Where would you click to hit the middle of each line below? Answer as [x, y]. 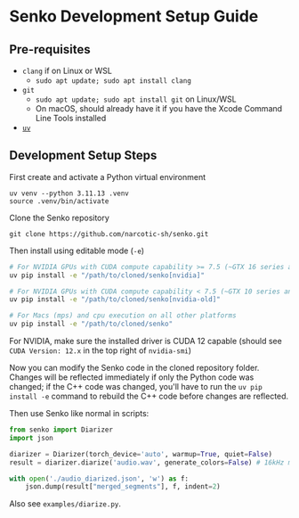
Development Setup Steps [83, 156]
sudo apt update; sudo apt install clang [113, 81]
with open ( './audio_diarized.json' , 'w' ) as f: [99, 479]
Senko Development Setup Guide [134, 16]
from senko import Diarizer [61, 430]
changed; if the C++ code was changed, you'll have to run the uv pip [136, 387]
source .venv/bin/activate [59, 201]
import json [31, 438]
